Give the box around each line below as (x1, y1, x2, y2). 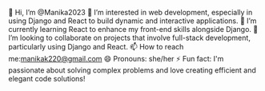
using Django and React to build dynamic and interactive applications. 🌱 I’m (8, 16, 257, 26)
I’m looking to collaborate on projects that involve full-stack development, (8, 33, 251, 42)
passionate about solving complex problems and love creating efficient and (8, 65, 256, 75)
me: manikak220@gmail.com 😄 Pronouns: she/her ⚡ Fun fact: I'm (8, 54, 224, 63)
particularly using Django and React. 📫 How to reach (8, 42, 184, 51)
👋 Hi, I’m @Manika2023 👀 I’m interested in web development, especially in (8, 8, 253, 17)
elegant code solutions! (8, 74, 86, 83)
